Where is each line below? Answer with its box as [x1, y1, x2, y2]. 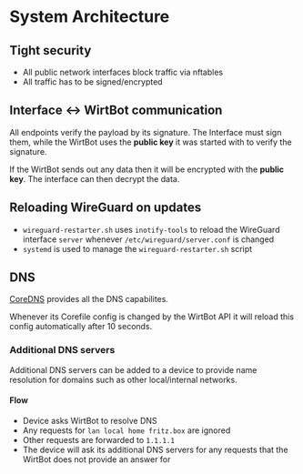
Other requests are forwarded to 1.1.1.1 [22, 434, 176, 445]
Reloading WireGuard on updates [9, 200, 202, 216]
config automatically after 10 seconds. [9, 321, 153, 332]
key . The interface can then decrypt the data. [9, 173, 180, 184]
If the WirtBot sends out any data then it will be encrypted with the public [9, 164, 285, 175]
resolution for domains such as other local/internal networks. [9, 374, 238, 385]
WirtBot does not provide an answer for [22, 453, 171, 465]
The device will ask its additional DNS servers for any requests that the [22, 444, 288, 455]
